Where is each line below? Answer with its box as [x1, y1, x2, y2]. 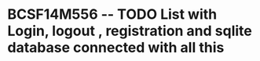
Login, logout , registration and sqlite [7, 22, 252, 40]
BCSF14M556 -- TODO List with [7, 5, 218, 23]
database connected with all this [7, 39, 225, 56]
